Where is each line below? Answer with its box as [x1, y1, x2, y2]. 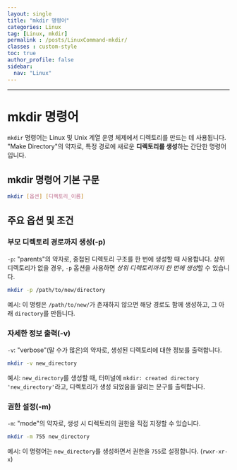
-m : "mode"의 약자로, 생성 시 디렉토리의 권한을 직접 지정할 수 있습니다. [7, 419, 201, 428]
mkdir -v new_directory [7, 360, 78, 367]
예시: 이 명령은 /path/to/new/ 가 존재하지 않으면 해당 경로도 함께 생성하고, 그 [7, 300, 217, 308]
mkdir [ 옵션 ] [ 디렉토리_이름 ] [7, 193, 85, 200]
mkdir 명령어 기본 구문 [7, 174, 100, 186]
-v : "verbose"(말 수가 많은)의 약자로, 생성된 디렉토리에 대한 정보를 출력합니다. [7, 346, 222, 354]
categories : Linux [7, 23, 61, 30]
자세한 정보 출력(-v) [7, 328, 71, 338]
